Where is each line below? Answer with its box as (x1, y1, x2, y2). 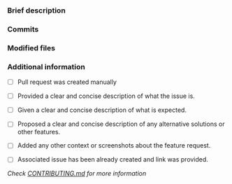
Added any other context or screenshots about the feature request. (17, 141, 211, 150)
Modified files (7, 43, 56, 52)
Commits (7, 24, 39, 34)
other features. (17, 128, 61, 136)
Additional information (7, 62, 86, 71)
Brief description (7, 6, 66, 15)
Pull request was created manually (17, 78, 117, 86)
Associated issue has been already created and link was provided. (17, 155, 208, 164)
